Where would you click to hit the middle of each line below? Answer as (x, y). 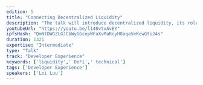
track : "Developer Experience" (46, 56)
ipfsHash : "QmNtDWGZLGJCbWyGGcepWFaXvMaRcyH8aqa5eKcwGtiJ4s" (85, 34)
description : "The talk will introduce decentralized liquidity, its (96, 23)
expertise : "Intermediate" (40, 45)
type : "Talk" (23, 51)
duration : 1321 (25, 40)
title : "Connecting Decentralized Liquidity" (64, 17)
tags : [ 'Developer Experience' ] (47, 67)
